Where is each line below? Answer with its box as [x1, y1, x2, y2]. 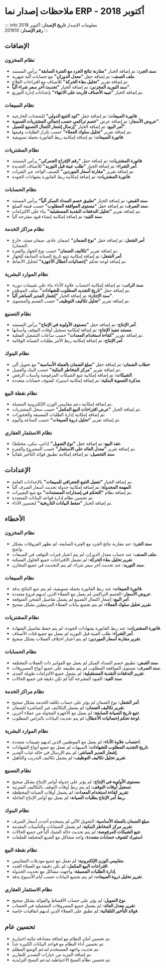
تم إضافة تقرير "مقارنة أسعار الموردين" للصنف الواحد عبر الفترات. [11, 168, 135, 174]
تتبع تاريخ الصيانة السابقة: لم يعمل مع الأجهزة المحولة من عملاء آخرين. [11, 709, 140, 715]
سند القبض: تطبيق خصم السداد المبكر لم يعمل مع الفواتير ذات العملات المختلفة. [11, 660, 160, 666]
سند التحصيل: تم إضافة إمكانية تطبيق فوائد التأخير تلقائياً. [11, 451, 116, 457]
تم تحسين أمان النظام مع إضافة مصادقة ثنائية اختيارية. [11, 936, 111, 942]
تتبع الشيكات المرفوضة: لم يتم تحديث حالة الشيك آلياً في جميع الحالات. [11, 829, 142, 834]
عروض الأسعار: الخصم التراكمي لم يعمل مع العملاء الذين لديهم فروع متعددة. [11, 591, 152, 597]
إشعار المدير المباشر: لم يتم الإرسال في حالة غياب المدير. [11, 749, 118, 755]
